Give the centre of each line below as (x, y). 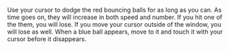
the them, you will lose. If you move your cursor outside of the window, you (114, 24)
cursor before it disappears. (47, 39)
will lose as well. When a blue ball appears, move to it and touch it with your (115, 32)
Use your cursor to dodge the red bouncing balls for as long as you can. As (114, 10)
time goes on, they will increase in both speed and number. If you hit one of (115, 17)
